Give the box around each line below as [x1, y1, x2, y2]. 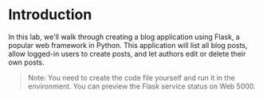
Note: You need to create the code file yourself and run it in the [27, 73, 235, 82]
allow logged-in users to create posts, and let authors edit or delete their [8, 49, 246, 58]
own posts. [8, 57, 45, 67]
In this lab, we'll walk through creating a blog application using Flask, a [8, 32, 241, 42]
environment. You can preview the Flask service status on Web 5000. [27, 81, 257, 91]
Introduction [8, 6, 92, 24]
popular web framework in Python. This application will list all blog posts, [8, 40, 248, 49]
